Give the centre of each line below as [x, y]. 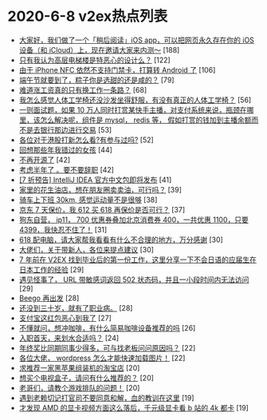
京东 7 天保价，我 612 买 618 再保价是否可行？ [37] [102, 209]
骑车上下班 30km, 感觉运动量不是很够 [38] [88, 200]
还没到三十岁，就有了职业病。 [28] [76, 307]
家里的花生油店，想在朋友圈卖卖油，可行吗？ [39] [100, 189]
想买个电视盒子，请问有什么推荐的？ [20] [86, 378]
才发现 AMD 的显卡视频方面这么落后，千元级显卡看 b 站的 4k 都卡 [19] [133, 407]
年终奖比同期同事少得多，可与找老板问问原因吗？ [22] [107, 347]
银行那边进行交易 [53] [76, 129]
